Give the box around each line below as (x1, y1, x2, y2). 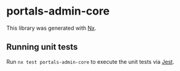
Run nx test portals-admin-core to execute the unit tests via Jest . (6, 58, 174, 65)
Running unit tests (6, 42, 78, 52)
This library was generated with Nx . (6, 24, 96, 32)
